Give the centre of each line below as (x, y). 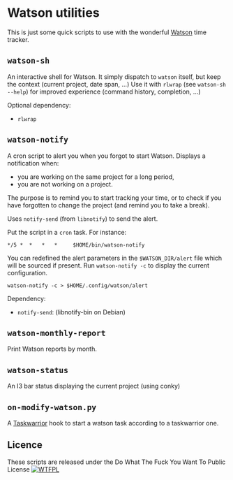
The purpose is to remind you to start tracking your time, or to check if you (114, 198)
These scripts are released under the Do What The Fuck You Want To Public (116, 462)
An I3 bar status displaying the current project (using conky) (94, 386)
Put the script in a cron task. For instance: (67, 232)
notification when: (33, 163)
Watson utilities (53, 13)
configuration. (27, 272)
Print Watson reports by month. (52, 349)
